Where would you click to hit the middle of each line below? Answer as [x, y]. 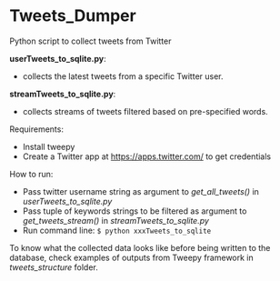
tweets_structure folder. [54, 267]
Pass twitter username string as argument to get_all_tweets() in [140, 191]
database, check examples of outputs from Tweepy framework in [132, 257]
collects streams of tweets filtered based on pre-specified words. [145, 111]
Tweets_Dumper [73, 16]
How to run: [31, 174]
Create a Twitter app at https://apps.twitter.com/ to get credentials [146, 156]
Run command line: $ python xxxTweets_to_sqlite [117, 230]
